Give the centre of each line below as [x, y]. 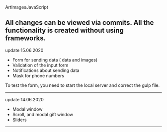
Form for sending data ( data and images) [55, 60]
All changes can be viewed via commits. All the [80, 23]
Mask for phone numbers [38, 75]
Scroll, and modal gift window [43, 114]
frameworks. [26, 38]
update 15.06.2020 [24, 50]
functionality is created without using [65, 31]
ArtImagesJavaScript [27, 7]
